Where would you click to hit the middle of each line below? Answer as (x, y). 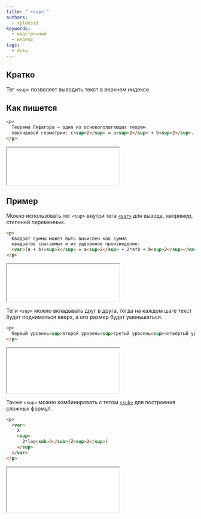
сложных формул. (29, 408)
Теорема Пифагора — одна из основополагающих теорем (79, 127)
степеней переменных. (36, 222)
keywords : (19, 28)
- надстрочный (29, 34)
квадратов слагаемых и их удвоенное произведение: (76, 244)
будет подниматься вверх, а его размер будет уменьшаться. (84, 317)
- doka (20, 51)
